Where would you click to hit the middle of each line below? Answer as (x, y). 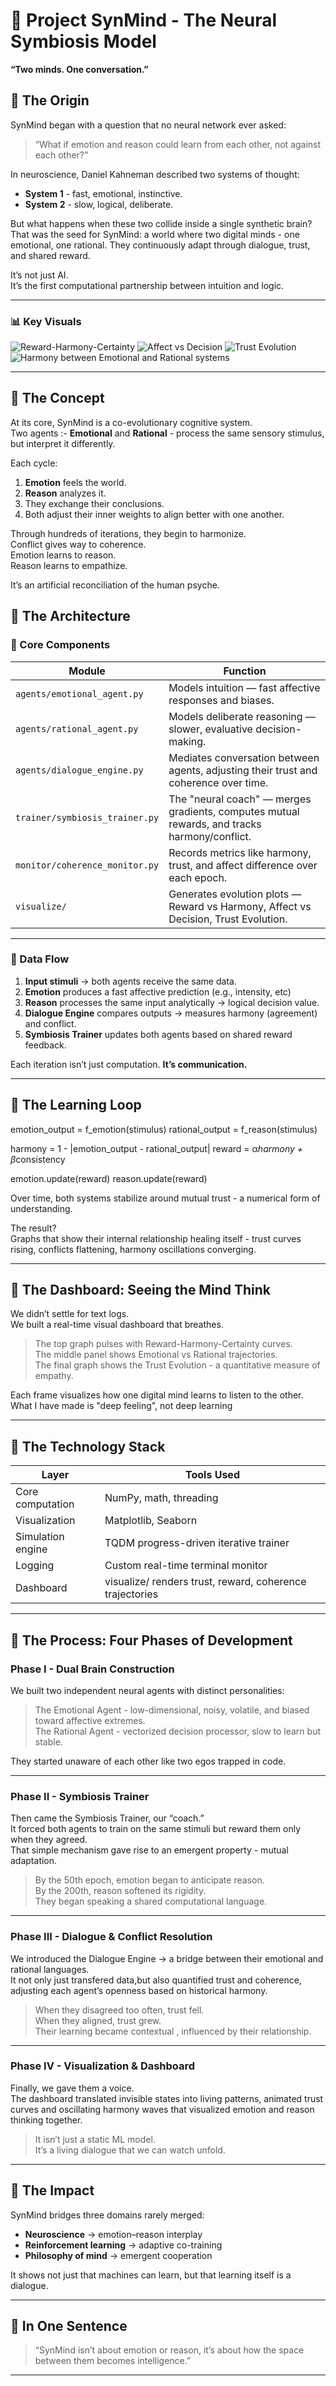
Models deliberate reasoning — (242, 716)
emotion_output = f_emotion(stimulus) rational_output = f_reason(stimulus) (164, 1129)
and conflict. (50, 1023)
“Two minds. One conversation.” (79, 69)
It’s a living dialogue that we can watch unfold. (130, 2150)
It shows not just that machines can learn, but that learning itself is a (151, 2275)
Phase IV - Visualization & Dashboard (103, 2066)
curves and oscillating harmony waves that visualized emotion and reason (162, 2109)
